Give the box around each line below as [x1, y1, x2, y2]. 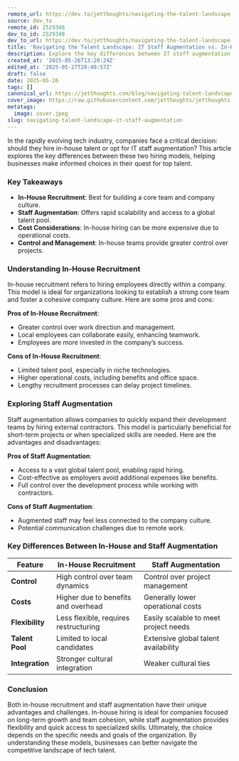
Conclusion [7, 684, 48, 694]
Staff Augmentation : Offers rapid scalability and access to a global [17, 208, 216, 216]
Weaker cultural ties [143, 658, 211, 668]
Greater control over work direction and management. [17, 323, 176, 332]
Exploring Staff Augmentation [7, 399, 113, 409]
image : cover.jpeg [14, 110, 69, 117]
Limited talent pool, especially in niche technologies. [17, 366, 172, 375]
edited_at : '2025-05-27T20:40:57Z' [7, 64, 113, 71]
